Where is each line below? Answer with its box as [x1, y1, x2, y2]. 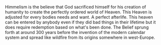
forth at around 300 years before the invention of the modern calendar [5, 30, 146, 35]
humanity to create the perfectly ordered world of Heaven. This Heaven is [5, 9, 152, 15]
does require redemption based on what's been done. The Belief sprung [5, 24, 149, 30]
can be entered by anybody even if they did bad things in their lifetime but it [5, 19, 156, 25]
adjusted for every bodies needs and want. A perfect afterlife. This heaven [5, 14, 153, 20]
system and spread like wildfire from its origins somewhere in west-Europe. [5, 34, 156, 40]
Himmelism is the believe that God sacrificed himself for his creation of [5, 4, 146, 10]
